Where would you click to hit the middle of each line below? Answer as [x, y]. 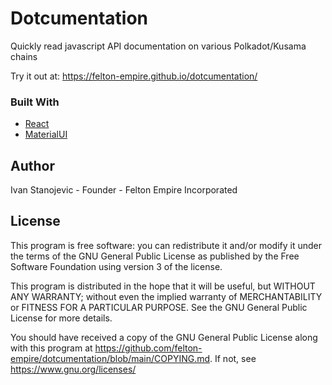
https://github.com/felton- [148, 348]
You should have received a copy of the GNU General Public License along [164, 337]
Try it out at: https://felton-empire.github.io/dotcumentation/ [134, 76]
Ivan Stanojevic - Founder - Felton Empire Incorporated [124, 190]
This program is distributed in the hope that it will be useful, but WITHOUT [163, 286]
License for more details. [61, 318]
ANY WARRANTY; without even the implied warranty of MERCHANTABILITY [166, 296]
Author [32, 165]
